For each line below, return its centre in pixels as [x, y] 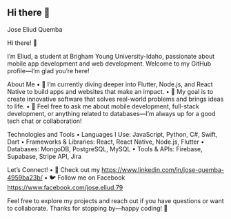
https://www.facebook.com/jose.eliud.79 [65, 187]
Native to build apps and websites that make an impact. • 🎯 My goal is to [110, 91]
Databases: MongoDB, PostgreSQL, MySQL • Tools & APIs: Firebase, [105, 149]
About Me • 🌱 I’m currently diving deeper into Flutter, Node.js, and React [110, 84]
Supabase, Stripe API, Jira [44, 156]
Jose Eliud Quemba [35, 29]
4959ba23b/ [25, 178]
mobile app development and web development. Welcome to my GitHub [109, 64]
